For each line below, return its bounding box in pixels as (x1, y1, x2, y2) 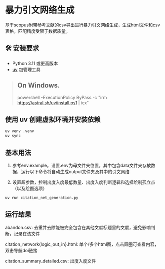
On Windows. (17, 81, 60, 90)
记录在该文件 (13, 230, 40, 236)
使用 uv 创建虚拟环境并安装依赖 (5, 115, 101, 124)
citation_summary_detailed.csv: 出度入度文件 (5, 258, 96, 264)
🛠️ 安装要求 (5, 44, 40, 53)
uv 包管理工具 (12, 67, 41, 72)
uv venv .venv (5, 129, 35, 134)
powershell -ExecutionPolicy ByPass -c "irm (17, 94, 107, 100)
